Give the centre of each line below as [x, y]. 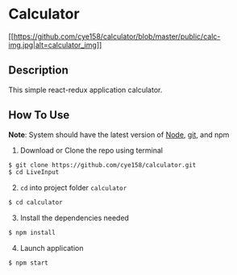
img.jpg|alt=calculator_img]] [55, 44]
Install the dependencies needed [74, 218]
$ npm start [28, 263]
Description [38, 71]
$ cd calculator [35, 202]
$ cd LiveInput [34, 173]
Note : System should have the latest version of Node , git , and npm [119, 135]
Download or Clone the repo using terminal [91, 150]
